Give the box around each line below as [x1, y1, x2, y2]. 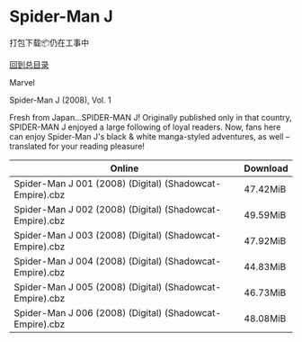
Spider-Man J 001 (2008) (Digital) [13, 177, 163, 190]
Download [244, 162, 289, 175]
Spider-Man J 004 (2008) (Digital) [13, 255, 163, 267]
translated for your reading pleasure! [9, 140, 146, 151]
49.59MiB [244, 209, 287, 221]
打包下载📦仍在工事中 [9, 37, 90, 48]
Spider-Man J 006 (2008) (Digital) [13, 306, 163, 319]
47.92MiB [244, 234, 287, 247]
